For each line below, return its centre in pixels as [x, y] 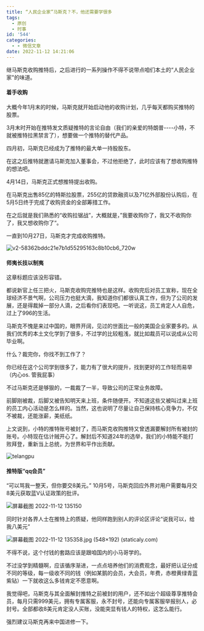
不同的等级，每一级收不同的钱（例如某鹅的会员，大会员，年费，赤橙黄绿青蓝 [102, 573]
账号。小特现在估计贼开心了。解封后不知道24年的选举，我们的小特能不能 [97, 437]
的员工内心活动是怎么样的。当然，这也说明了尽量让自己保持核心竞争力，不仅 [102, 408]
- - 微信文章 [26, 46]
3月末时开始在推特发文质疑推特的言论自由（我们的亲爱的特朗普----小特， [98, 127]
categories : [21, 40]
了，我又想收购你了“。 [34, 222]
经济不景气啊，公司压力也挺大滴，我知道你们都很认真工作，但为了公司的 [102, 298]
